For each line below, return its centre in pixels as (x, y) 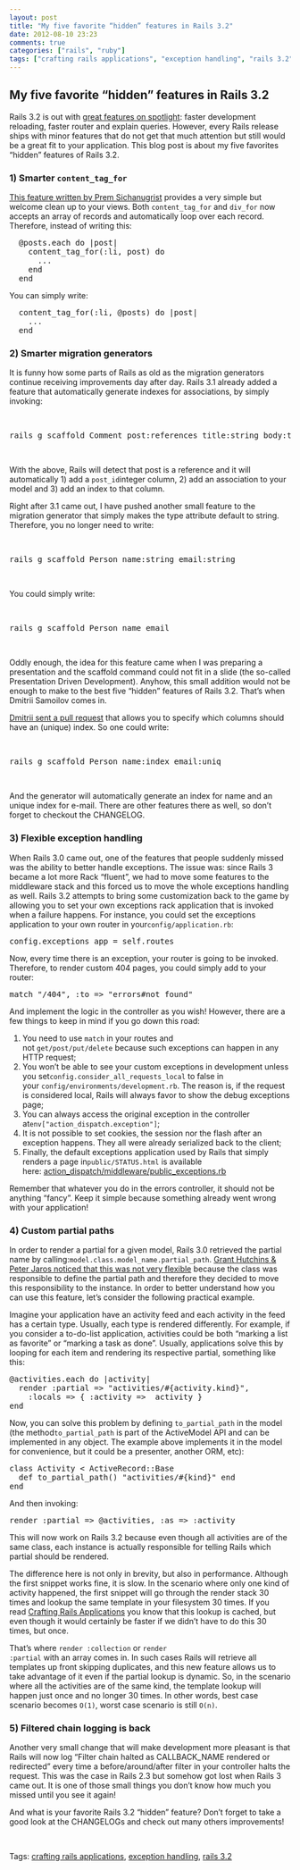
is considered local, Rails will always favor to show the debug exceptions (156, 1094)
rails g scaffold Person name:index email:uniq (115, 762)
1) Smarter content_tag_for (68, 178)
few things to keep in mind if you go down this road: (105, 1020)
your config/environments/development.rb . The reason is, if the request (154, 1086)
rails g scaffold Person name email (89, 628)
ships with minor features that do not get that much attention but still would (147, 136)
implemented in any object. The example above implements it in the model (146, 1442)
